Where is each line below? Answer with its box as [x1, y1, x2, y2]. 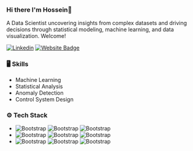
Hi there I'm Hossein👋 [6, 6, 72, 14]
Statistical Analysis [15, 83, 63, 90]
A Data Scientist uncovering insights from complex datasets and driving [6, 20, 187, 27]
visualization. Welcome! [6, 32, 66, 40]
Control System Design [15, 95, 74, 103]
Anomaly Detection [15, 89, 64, 97]
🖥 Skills [6, 60, 29, 68]
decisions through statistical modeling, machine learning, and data [6, 26, 175, 33]
